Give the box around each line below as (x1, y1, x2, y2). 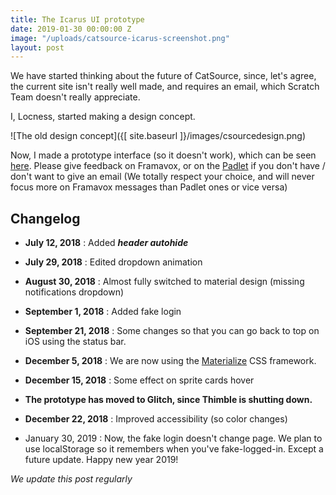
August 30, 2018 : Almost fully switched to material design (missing (24, 276, 305, 288)
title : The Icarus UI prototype (10, 14, 145, 25)
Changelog (10, 210, 81, 227)
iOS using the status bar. (24, 336, 127, 348)
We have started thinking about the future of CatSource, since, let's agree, (10, 70, 317, 82)
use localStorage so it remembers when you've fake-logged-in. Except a (24, 443, 324, 455)
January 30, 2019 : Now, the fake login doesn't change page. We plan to (24, 432, 323, 445)
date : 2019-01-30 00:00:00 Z (10, 24, 132, 34)
